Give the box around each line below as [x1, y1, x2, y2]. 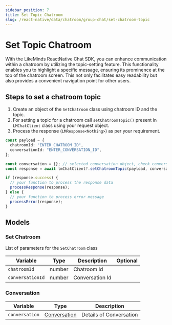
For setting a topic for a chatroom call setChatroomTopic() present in [12, 117, 157, 123]
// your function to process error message [10, 194, 104, 200]
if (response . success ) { [5, 175, 58, 181]
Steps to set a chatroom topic [5, 93, 101, 101]
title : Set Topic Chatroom [5, 12, 63, 17]
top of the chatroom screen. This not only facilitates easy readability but [5, 72, 157, 78]
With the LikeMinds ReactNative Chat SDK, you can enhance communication [5, 56, 167, 62]
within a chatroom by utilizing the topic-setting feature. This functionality [5, 61, 159, 68]
